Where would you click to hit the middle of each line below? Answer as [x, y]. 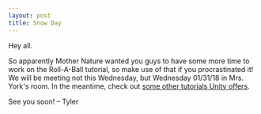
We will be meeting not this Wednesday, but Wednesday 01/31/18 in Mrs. [126, 78]
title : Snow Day [35, 23]
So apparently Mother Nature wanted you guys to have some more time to [129, 61]
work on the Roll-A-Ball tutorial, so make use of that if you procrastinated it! [131, 69]
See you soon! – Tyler [43, 101]
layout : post [30, 15]
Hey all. [21, 45]
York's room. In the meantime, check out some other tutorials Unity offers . [129, 86]
